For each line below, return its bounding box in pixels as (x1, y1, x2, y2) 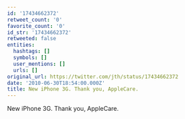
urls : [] (13, 67, 38, 73)
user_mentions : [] (13, 61, 66, 67)
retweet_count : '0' (7, 16, 63, 23)
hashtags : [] (13, 48, 51, 55)
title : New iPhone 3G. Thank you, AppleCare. (7, 86, 139, 92)
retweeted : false (7, 35, 57, 42)
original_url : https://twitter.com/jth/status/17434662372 (7, 73, 179, 80)
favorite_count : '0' (7, 22, 66, 29)
